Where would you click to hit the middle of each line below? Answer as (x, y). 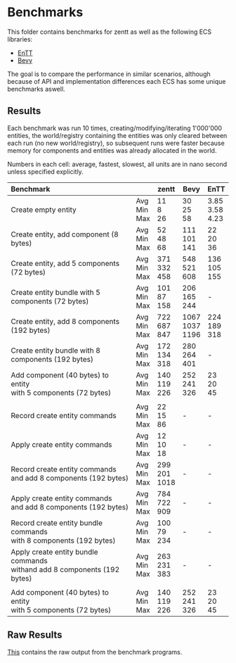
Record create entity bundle (57, 523)
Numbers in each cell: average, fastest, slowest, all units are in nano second (117, 164)
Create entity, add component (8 (65, 234)
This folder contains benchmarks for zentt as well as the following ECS (110, 32)
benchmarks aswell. (36, 89)
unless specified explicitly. (46, 171)
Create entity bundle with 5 (55, 292)
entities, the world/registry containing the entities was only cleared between (117, 135)
